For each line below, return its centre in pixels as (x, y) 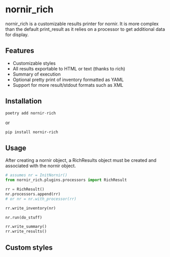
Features (20, 51)
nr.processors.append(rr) (33, 194)
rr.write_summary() (26, 227)
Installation (24, 101)
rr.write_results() (26, 232)
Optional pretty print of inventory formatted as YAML (68, 79)
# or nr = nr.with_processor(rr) (41, 199)
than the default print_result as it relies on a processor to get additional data (85, 29)
